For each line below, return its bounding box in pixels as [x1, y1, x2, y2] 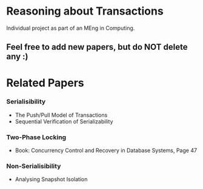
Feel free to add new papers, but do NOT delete [6, 42, 188, 52]
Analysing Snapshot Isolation [15, 176, 88, 183]
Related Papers [6, 76, 84, 89]
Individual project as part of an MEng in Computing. [6, 24, 135, 32]
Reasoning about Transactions [6, 4, 164, 18]
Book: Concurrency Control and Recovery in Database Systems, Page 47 [15, 147, 198, 154]
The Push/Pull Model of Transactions [15, 111, 108, 119]
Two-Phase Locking [6, 132, 67, 141]
